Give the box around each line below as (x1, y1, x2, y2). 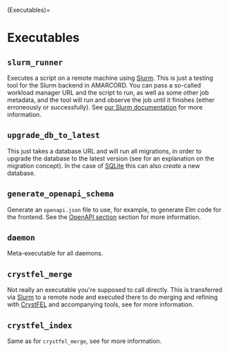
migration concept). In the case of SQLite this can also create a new (7, 161, 200, 169)
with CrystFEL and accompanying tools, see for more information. (7, 300, 195, 309)
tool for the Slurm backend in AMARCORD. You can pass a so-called (7, 81, 201, 89)
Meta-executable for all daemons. (7, 249, 103, 258)
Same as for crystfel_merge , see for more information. (7, 337, 162, 345)
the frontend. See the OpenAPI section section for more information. (7, 213, 201, 221)
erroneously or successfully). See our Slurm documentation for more (7, 103, 203, 111)
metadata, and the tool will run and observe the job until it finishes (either (7, 96, 215, 104)
